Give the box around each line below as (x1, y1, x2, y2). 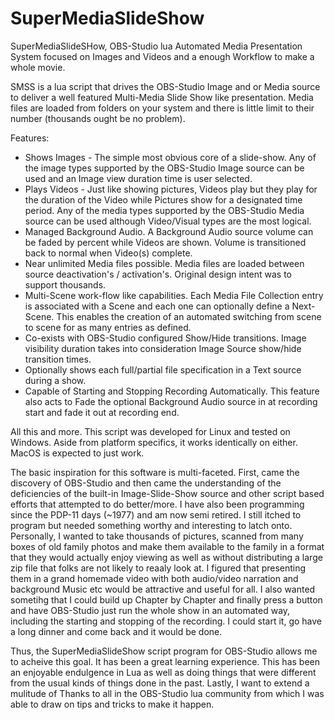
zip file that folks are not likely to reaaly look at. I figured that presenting (10, 562, 307, 574)
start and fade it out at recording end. (24, 406, 180, 418)
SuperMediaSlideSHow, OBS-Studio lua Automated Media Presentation (10, 40, 303, 52)
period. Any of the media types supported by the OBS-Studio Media (24, 204, 305, 216)
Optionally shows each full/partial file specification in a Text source (24, 363, 302, 376)
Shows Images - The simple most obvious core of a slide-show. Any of (24, 151, 317, 163)
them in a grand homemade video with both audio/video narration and (10, 572, 299, 584)
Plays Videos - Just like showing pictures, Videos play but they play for (24, 183, 318, 195)
